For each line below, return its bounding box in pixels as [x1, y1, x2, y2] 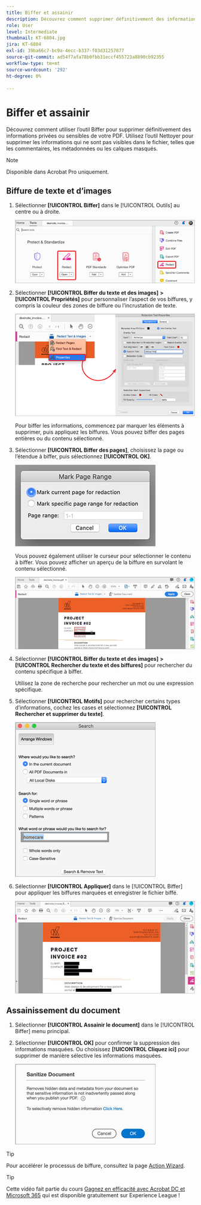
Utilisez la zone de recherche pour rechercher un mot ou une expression [14, 679, 194, 687]
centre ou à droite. [14, 208, 61, 215]
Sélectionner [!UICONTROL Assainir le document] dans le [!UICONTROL [14, 1021, 195, 1028]
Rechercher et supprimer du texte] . [14, 710, 105, 717]
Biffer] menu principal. [14, 1028, 71, 1035]
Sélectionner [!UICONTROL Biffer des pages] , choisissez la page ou [14, 446, 184, 454]
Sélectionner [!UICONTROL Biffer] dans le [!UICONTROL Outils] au [14, 202, 180, 208]
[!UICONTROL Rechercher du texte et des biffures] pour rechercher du [14, 661, 193, 669]
